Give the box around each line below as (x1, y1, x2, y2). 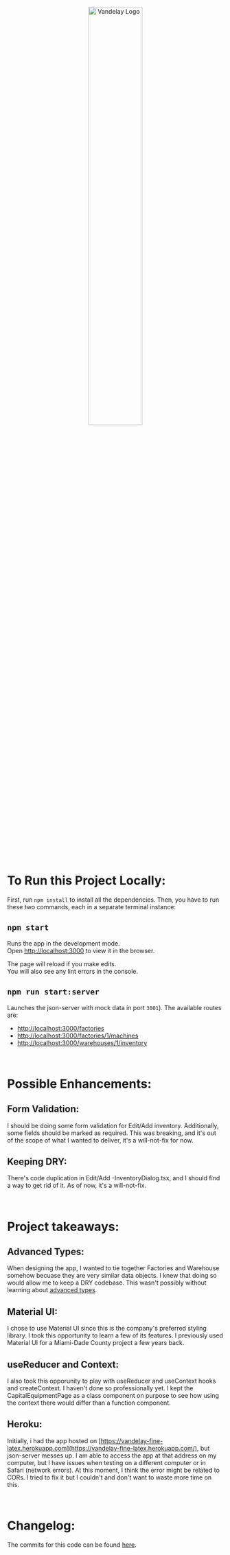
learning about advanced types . (7, 1286, 97, 1294)
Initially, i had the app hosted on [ (7, 1436, 102, 1445)
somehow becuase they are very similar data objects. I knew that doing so (7, 1272, 218, 1280)
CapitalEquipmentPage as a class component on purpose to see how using (7, 1392, 220, 1399)
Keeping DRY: (7, 1156, 67, 1167)
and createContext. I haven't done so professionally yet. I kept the (7, 1384, 194, 1392)
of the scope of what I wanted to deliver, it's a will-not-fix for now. (7, 1136, 194, 1144)
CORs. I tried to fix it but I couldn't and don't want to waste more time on (7, 1473, 212, 1482)
